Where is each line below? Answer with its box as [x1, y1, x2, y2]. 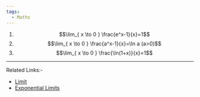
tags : [6, 8, 20, 15]
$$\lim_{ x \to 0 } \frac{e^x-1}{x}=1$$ [58, 30, 150, 37]
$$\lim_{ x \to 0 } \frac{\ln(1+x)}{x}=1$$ [56, 49, 153, 57]
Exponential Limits [14, 84, 60, 91]
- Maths [11, 14, 31, 20]
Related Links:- [6, 66, 43, 73]
